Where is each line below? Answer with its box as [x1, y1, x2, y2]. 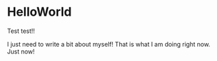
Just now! [7, 47, 36, 56]
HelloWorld [7, 4, 72, 20]
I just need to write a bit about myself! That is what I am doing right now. [7, 40, 211, 48]
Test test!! [7, 27, 36, 35]
